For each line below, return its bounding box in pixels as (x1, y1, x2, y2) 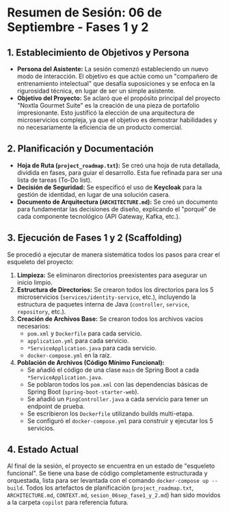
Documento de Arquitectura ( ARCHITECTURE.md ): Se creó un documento (16, 198, 218, 206)
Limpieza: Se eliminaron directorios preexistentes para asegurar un (16, 271, 207, 279)
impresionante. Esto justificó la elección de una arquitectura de (16, 108, 195, 117)
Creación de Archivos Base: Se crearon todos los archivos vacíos (16, 314, 204, 323)
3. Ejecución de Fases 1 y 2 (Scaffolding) (7, 232, 183, 244)
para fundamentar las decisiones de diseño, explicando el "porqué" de (16, 204, 217, 213)
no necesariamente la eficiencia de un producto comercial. (16, 123, 183, 131)
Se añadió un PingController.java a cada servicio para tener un (27, 394, 208, 403)
